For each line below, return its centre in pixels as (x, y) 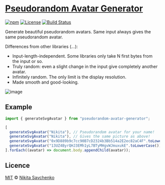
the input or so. (27, 61)
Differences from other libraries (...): (41, 46)
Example (19, 107)
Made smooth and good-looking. (45, 82)
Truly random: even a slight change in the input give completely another (85, 66)
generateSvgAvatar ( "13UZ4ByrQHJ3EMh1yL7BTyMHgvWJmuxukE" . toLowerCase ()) (85, 146)
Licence (18, 166)
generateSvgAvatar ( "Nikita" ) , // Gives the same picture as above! (80, 137)
